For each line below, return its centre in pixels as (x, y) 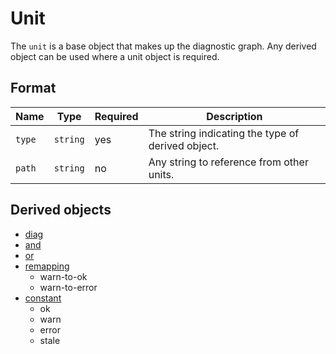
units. (161, 174)
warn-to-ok (63, 276)
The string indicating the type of (224, 133)
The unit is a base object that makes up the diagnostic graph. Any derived (163, 46)
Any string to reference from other (228, 162)
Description (234, 116)
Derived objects (61, 210)
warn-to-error (68, 287)
